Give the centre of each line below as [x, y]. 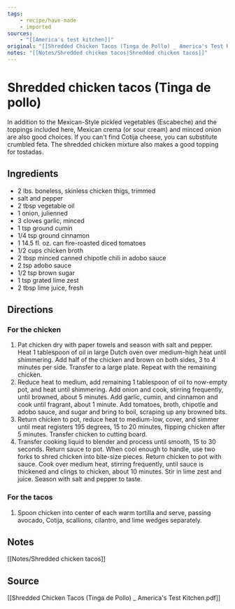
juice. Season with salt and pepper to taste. [80, 479]
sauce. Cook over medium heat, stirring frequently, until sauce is [111, 464]
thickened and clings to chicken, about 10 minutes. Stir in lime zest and [119, 471]
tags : [15, 14]
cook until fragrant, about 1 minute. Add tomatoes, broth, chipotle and [117, 405]
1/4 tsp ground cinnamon [53, 235]
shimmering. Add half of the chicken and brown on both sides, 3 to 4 [116, 360]
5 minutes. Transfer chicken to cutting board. [82, 434]
